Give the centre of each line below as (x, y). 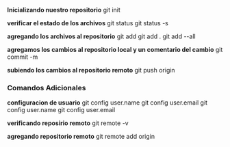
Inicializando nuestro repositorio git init (64, 10)
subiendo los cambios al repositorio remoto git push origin (91, 70)
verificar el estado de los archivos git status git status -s (88, 23)
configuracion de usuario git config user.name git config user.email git (107, 103)
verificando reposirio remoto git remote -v (68, 123)
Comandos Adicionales (47, 88)
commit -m (23, 57)
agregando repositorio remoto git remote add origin (81, 137)
